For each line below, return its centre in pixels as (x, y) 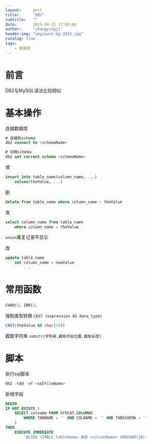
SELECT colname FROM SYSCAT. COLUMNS (54, 413)
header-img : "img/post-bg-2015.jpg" (44, 34)
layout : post (24, 10)
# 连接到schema (20, 138)
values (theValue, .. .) (39, 182)
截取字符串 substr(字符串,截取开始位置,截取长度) (53, 336)
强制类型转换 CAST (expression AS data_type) (54, 316)
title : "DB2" (25, 15)
